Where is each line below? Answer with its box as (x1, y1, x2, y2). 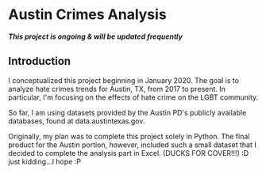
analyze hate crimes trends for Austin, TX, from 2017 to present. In (8, 84, 226, 93)
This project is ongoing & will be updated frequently (8, 32, 183, 41)
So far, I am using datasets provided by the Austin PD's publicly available (8, 108, 247, 117)
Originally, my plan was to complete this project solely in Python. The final (8, 131, 250, 141)
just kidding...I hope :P (8, 157, 82, 166)
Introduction (8, 55, 71, 68)
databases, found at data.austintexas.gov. (8, 116, 145, 126)
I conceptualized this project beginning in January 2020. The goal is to (8, 75, 240, 85)
